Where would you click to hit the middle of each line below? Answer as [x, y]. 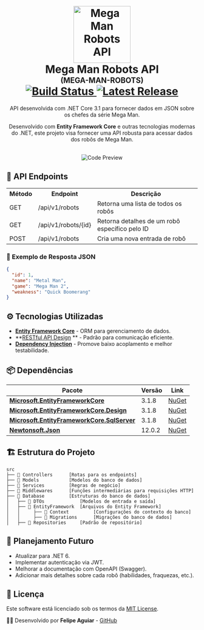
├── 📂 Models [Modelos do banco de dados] [74, 480]
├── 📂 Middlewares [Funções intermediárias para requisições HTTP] [100, 490]
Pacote [72, 390]
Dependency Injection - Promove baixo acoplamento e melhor [93, 344]
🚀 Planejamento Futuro [50, 541]
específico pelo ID [123, 228]
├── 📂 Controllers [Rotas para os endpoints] [72, 475]
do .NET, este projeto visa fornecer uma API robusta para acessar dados [102, 133]
